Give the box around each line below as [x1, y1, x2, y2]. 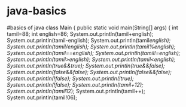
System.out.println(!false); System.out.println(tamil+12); [7, 81, 144, 88]
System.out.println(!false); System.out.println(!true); [7, 75, 134, 82]
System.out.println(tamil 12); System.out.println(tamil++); [7, 87, 145, 94]
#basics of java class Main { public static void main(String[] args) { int [7, 24, 178, 31]
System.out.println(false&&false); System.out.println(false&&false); [7, 68, 172, 75]
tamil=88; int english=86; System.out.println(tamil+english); [7, 30, 154, 37]
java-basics [7, 4, 66, 18]
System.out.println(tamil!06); [7, 94, 77, 101]
